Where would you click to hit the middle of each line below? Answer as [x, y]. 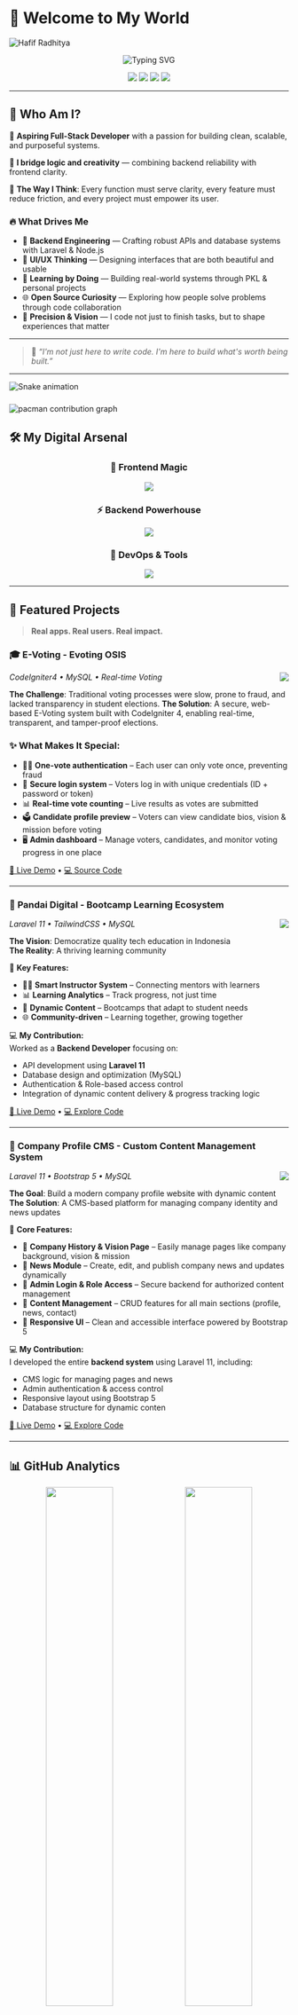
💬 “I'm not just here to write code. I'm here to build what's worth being [159, 352]
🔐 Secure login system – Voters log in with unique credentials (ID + [145, 783]
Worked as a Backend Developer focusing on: [94, 1048]
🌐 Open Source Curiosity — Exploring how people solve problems [144, 297]
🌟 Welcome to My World [99, 18]
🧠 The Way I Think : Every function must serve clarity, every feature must [142, 189]
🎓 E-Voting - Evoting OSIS [68, 654]
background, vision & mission [76, 1256]
